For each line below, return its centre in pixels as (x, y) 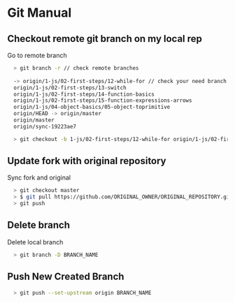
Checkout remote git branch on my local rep (105, 39)
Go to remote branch (37, 55)
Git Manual (40, 13)
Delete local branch (35, 242)
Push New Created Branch (66, 277)
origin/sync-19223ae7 (45, 126)
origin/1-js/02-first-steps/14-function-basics (84, 94)
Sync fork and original (39, 178)
